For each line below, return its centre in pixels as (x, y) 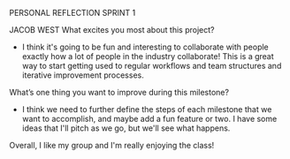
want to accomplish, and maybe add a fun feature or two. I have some (149, 119)
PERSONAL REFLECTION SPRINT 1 (72, 13)
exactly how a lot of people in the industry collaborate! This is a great (148, 56)
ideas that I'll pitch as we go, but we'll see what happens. (126, 128)
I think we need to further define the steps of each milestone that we (147, 109)
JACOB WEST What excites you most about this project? (112, 30)
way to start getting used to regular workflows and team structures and (152, 66)
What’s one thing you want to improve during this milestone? (119, 92)
